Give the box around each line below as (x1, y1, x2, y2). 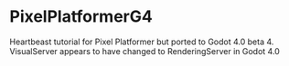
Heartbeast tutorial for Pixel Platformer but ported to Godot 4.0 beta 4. (9, 36, 274, 47)
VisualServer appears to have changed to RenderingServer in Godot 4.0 (9, 45, 281, 56)
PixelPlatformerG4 (9, 6, 153, 27)
